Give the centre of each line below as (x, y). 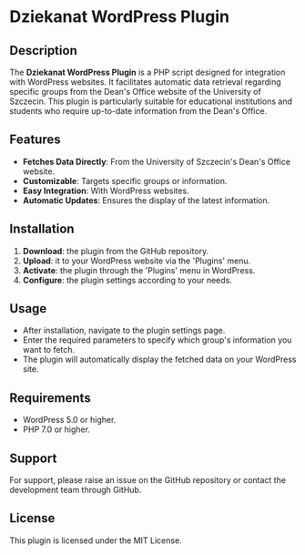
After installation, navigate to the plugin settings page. (124, 331)
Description (43, 51)
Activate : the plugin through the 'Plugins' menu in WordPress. (139, 270)
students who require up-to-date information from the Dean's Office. (138, 111)
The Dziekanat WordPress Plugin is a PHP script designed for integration (147, 72)
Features (35, 140)
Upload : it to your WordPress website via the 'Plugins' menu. (137, 261)
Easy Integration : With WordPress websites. (106, 190)
